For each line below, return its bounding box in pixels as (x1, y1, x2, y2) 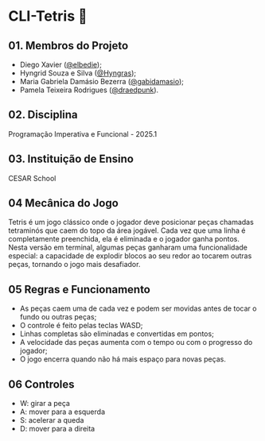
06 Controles (8, 377, 75, 391)
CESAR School (8, 173, 57, 183)
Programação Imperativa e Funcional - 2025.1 (8, 129, 158, 138)
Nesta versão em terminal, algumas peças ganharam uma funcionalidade (8, 242, 248, 253)
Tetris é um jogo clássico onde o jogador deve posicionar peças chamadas (8, 218, 255, 227)
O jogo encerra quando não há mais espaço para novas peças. (19, 354, 227, 364)
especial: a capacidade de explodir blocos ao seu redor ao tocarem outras (8, 251, 252, 261)
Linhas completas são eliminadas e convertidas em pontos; (19, 329, 215, 338)
